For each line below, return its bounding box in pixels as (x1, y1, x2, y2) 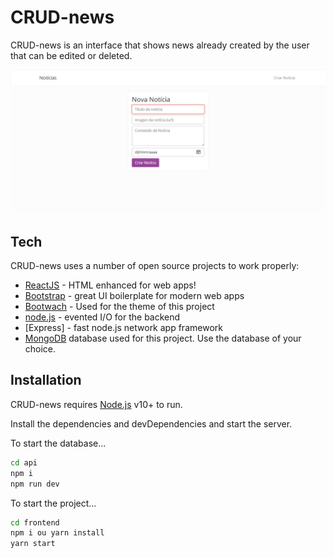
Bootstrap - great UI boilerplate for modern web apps (24, 290, 245, 302)
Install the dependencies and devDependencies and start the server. (10, 417, 293, 430)
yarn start (10, 539, 56, 549)
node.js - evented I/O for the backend (24, 311, 181, 323)
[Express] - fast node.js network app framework (24, 322, 223, 334)
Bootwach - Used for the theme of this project (24, 301, 215, 313)
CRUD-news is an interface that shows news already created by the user (10, 39, 310, 51)
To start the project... (10, 497, 97, 509)
